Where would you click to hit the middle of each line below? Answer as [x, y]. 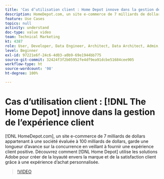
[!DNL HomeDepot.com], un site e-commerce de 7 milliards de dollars [75, 136]
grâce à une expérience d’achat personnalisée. [52, 162]
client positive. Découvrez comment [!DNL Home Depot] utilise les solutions [81, 152]
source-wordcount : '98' [29, 69]
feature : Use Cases [25, 19]
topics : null [18, 23]
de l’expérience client [50, 123]
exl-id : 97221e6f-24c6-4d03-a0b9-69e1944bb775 [53, 55]
